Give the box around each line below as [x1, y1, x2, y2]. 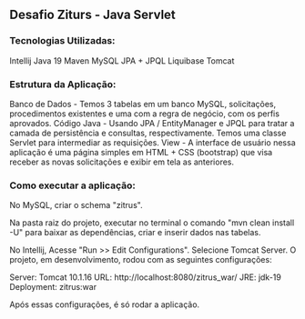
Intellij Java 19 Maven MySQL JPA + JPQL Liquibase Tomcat [9, 55, 235, 66]
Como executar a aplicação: [9, 179, 137, 192]
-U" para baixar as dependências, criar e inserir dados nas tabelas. [9, 227, 261, 238]
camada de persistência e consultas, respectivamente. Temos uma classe [9, 127, 287, 138]
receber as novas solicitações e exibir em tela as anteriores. [9, 156, 235, 167]
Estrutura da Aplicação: [9, 77, 117, 90]
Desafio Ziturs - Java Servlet [9, 7, 176, 23]
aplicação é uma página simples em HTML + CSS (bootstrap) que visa [9, 146, 273, 157]
